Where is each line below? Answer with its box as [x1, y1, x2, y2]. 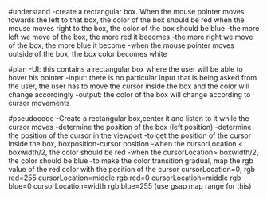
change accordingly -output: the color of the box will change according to [8, 90, 251, 99]
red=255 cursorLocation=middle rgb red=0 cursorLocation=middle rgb [8, 173, 241, 182]
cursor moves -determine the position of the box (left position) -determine [8, 123, 252, 131]
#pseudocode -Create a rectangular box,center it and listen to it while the [8, 114, 249, 123]
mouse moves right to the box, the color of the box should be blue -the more [8, 24, 260, 33]
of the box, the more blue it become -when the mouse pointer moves [8, 41, 235, 50]
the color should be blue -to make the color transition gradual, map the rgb [8, 156, 253, 166]
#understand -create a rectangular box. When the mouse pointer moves [8, 7, 245, 16]
